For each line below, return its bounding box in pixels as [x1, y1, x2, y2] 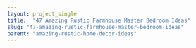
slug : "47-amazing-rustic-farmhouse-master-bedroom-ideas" [7, 23, 185, 30]
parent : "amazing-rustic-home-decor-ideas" [7, 30, 137, 37]
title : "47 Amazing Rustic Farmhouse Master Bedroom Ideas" [7, 17, 191, 24]
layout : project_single [7, 10, 78, 18]
